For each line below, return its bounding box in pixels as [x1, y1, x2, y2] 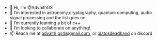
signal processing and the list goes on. [9, 15, 87, 20]
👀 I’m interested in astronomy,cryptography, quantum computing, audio [9, 10, 152, 15]
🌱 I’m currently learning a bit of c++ [9, 20, 81, 26]
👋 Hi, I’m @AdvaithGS [9, 5, 53, 10]
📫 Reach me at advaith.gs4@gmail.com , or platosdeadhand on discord [9, 30, 153, 36]
